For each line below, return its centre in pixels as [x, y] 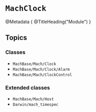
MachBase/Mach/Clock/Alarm [41, 69]
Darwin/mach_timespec [35, 104]
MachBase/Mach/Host [33, 99]
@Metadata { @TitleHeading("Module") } [48, 21]
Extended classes [28, 87]
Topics [16, 38]
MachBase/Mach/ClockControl [42, 75]
